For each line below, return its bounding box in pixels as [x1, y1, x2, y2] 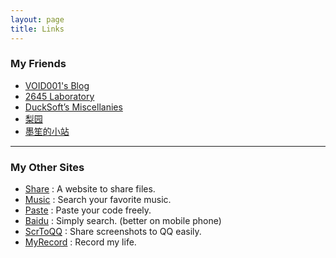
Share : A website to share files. [24, 183, 156, 195]
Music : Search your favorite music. [24, 194, 172, 206]
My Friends [10, 57, 67, 71]
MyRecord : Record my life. [24, 236, 137, 248]
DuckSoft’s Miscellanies [24, 101, 123, 113]
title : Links [10, 24, 65, 34]
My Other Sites [10, 160, 85, 174]
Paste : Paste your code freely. [24, 204, 152, 216]
